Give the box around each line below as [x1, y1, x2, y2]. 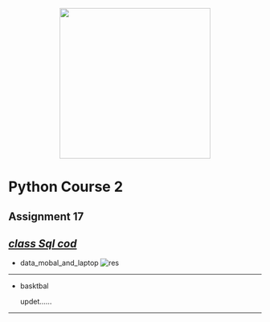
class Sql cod [8, 237, 77, 251]
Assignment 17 [8, 210, 84, 223]
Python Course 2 [8, 177, 123, 196]
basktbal [19, 281, 49, 291]
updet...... [19, 297, 52, 307]
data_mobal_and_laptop [19, 258, 99, 268]
